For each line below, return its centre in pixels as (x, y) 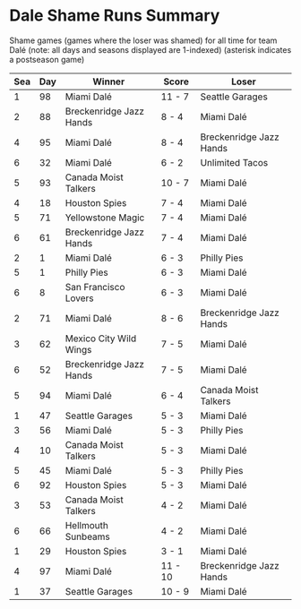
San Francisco (95, 287)
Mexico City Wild (101, 339)
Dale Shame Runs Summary (115, 16)
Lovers (79, 298)
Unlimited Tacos (234, 162)
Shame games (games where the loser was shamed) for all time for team (143, 40)
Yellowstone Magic (105, 218)
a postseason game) (47, 59)
